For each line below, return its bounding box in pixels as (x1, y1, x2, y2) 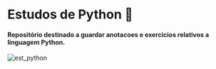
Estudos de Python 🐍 (7, 6, 133, 23)
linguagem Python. (7, 38, 66, 46)
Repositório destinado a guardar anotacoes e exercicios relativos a (7, 30, 210, 38)
